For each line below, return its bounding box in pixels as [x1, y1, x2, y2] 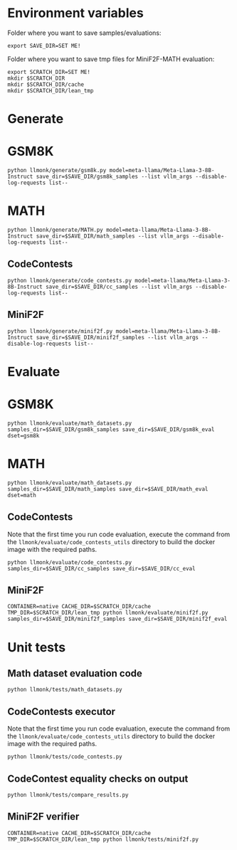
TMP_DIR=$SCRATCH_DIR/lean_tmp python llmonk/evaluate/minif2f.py [7, 610, 209, 617]
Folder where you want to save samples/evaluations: [7, 28, 162, 37]
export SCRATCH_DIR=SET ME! [7, 68, 91, 75]
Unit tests [7, 639, 66, 655]
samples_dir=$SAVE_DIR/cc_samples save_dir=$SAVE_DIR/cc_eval [7, 565, 196, 572]
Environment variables [7, 5, 144, 21]
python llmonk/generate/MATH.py [7, 226, 103, 233]
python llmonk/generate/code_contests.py [7, 277, 132, 284]
